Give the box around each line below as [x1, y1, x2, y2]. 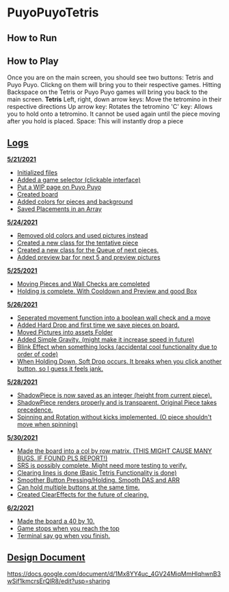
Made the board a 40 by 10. [16, 517, 95, 526]
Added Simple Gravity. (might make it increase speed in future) [16, 336, 195, 344]
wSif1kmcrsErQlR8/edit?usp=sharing [7, 577, 111, 585]
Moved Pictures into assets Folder [16, 328, 113, 336]
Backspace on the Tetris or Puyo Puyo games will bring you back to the [7, 88, 208, 97]
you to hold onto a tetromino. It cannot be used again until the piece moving [7, 110, 221, 118]
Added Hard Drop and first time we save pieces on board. [16, 321, 180, 330]
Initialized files [16, 169, 58, 177]
